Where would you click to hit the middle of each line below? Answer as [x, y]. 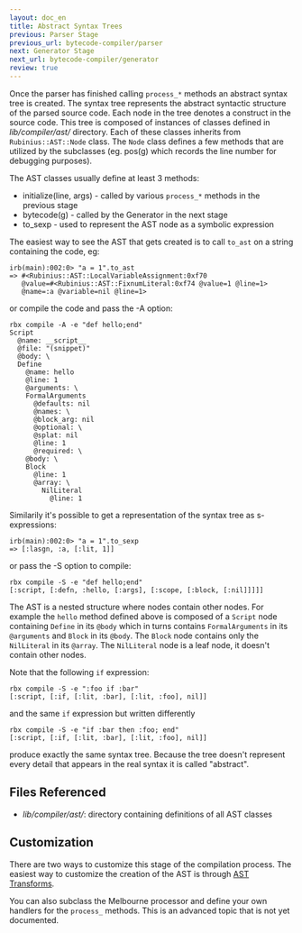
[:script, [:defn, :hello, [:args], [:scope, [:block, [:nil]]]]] [137, 590]
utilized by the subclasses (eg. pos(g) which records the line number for [143, 151]
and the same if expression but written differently [102, 713]
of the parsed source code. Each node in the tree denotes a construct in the [150, 113]
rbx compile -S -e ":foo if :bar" [74, 689]
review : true [34, 69]
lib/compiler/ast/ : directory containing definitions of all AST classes [147, 814]
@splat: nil [55, 435]
